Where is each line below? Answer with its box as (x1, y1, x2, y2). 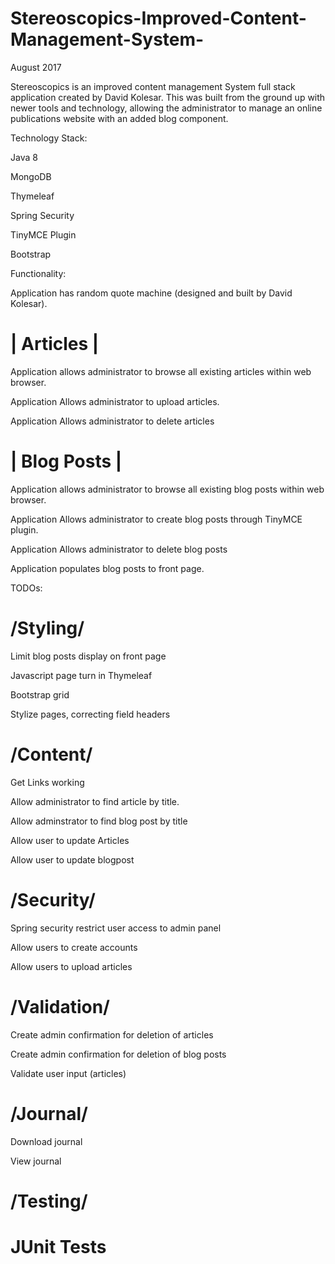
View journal (10, 1155, 62, 1167)
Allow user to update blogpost (10, 853, 135, 866)
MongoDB (10, 170, 52, 182)
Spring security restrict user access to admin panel (10, 922, 222, 934)
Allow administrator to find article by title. (10, 795, 180, 807)
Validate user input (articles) (10, 1067, 127, 1079)
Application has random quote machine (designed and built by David (10, 287, 293, 299)
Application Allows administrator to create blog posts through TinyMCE (10, 513, 303, 525)
